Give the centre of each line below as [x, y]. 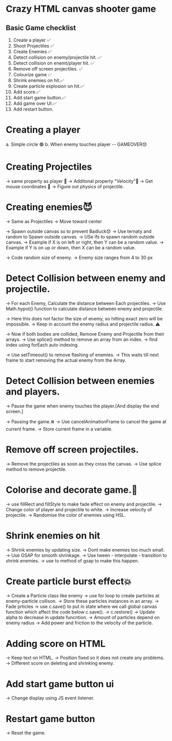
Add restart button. [33, 109]
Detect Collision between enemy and [86, 278]
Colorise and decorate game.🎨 [72, 490]
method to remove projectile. [36, 469]
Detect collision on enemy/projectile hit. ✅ [57, 57]
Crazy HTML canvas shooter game [81, 9]
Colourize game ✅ [33, 74]
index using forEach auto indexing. [42, 345]
